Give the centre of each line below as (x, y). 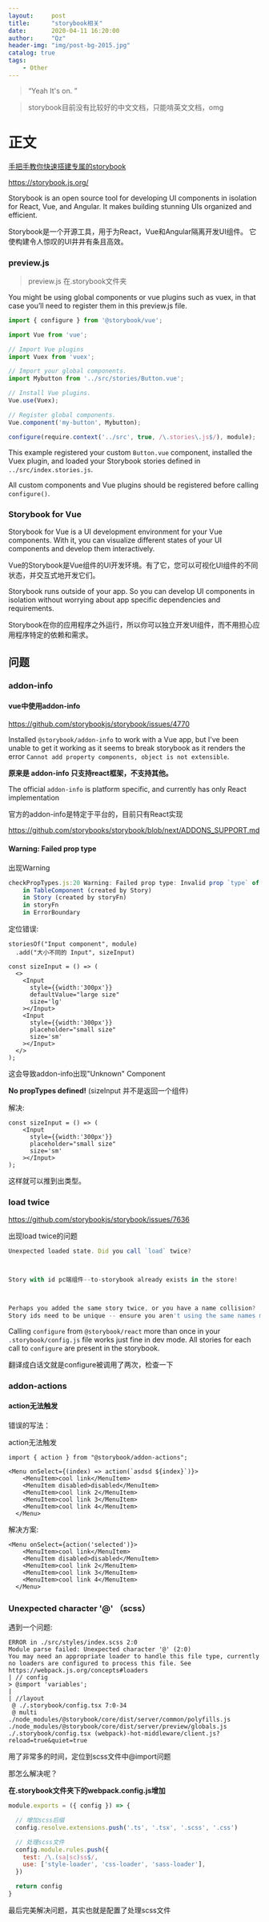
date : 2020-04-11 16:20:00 (64, 30)
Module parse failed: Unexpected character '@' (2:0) (100, 1649)
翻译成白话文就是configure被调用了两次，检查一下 (91, 1364)
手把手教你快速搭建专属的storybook (67, 166)
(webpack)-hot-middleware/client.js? (157, 1734)
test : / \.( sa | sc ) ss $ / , (60, 1857)
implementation (34, 797)
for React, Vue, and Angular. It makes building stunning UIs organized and (130, 206)
